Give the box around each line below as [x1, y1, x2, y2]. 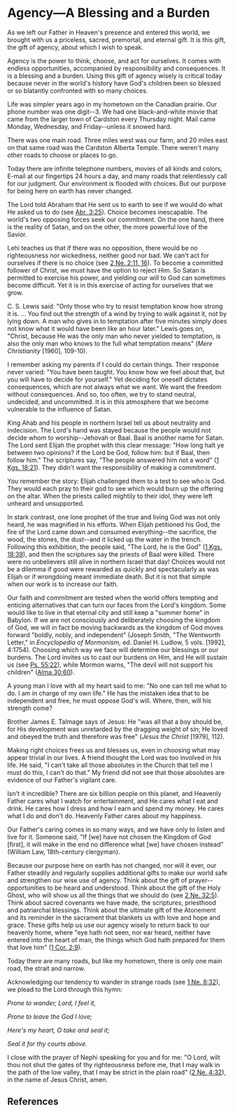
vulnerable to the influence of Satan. [7, 405, 113, 413]
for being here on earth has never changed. [7, 187, 133, 195]
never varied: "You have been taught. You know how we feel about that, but [7, 367, 225, 376]
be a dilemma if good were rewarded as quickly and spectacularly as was [7, 564, 219, 573]
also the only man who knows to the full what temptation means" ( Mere [7, 339, 213, 348]
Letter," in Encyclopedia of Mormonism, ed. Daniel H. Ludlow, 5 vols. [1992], [7, 638, 226, 646]
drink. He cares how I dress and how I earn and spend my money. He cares [7, 804, 224, 813]
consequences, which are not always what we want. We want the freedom [7, 382, 222, 391]
